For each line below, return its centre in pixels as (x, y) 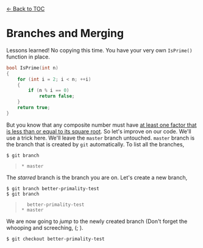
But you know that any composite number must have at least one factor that (101, 125)
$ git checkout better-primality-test (55, 239)
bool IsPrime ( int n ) (33, 68)
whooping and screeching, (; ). (45, 227)
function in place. (28, 57)
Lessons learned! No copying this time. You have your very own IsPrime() (99, 50)
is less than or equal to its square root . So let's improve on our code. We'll (99, 131)
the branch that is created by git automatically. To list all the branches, (95, 144)
